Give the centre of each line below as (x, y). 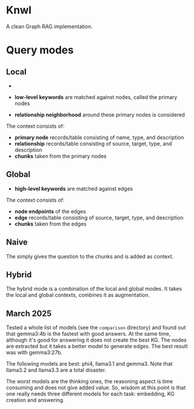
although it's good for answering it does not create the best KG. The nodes (96, 340)
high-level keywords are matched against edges (74, 189)
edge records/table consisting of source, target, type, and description (99, 217)
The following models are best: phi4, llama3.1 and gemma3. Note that (89, 364)
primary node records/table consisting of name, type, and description (99, 137)
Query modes (40, 50)
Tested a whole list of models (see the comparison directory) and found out (96, 328)
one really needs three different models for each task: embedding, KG (90, 394)
